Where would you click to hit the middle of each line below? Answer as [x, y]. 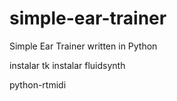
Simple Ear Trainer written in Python [83, 46]
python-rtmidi [38, 84]
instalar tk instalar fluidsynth [67, 65]
